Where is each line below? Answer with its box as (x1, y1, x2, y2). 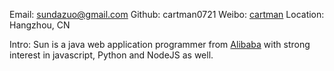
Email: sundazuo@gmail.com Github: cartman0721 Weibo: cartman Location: (9, 9, 325, 20)
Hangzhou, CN (9, 19, 71, 31)
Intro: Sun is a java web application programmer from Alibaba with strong (9, 39, 311, 50)
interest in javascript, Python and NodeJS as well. (9, 49, 214, 61)
